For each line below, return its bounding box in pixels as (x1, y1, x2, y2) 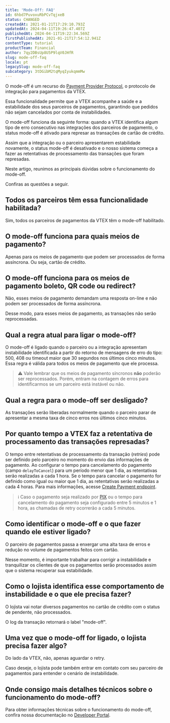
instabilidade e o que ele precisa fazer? (5, 590, 132, 599)
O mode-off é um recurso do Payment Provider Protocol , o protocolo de (5, 83, 156, 89)
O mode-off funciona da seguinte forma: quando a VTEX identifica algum (5, 119, 158, 125)
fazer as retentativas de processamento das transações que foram (5, 151, 145, 156)
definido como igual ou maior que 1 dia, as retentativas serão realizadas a (5, 478, 159, 484)
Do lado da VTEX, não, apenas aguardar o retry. (5, 655, 106, 661)
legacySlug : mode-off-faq (5, 64, 60, 69)
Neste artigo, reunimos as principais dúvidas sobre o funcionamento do (5, 166, 155, 172)
